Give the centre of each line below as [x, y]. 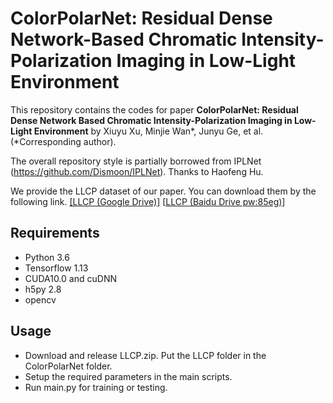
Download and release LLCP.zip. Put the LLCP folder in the [145, 355]
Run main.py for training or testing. [96, 387]
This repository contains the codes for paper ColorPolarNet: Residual [154, 109]
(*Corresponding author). [63, 141]
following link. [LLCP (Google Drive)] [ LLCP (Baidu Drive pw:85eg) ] [148, 201]
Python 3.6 [47, 257]
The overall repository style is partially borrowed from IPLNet [136, 161]
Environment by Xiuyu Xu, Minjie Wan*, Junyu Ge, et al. [148, 131]
